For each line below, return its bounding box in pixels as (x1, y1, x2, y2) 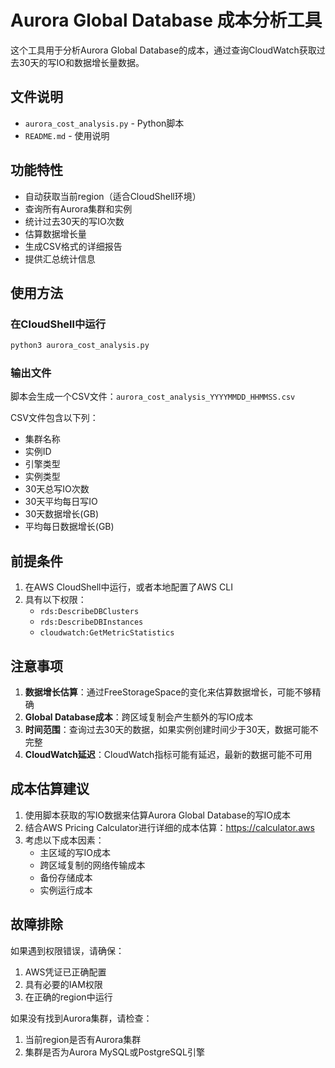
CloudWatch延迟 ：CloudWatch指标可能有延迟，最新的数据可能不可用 (24, 749, 313, 761)
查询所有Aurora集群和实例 (24, 202, 133, 215)
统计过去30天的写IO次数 (24, 215, 125, 227)
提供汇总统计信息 (24, 252, 96, 265)
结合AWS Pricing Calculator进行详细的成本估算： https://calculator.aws (24, 821, 315, 833)
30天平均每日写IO (24, 496, 98, 508)
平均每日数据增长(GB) (24, 521, 115, 533)
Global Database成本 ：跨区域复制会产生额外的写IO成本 (24, 711, 254, 723)
